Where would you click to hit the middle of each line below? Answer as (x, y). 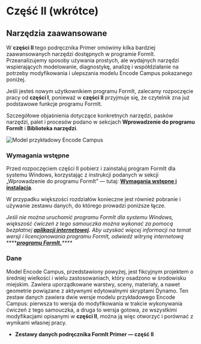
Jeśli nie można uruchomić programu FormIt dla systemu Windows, (90, 217)
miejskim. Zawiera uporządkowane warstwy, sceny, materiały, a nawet (93, 284)
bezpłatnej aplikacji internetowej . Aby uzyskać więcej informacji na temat (99, 230)
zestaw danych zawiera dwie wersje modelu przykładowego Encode (91, 297)
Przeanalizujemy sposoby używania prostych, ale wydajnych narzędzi (93, 60)
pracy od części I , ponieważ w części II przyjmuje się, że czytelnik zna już (98, 98)
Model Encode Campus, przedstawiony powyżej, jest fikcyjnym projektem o (100, 271)
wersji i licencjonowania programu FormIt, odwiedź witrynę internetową (95, 237)
